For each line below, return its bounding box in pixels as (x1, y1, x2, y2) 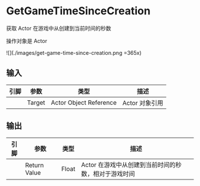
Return (24, 161, 44, 169)
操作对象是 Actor (6, 37, 48, 44)
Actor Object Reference (51, 98, 117, 107)
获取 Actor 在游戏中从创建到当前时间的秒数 (6, 24, 111, 32)
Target (27, 98, 46, 107)
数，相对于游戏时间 (81, 169, 135, 178)
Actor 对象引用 (122, 98, 164, 107)
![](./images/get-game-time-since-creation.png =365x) (6, 49, 142, 56)
